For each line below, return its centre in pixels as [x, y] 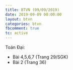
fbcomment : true [22, 28]
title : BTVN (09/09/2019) [32, 10]
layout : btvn [19, 19]
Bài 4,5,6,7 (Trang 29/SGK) [40, 57]
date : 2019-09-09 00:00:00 [33, 14]
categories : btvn [23, 24]
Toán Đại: [15, 47]
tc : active [17, 33]
